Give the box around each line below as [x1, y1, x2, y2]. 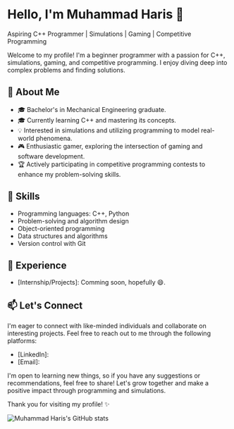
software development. [17, 151, 85, 161]
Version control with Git [17, 239, 86, 247]
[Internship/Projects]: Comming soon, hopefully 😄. [17, 278, 166, 287]
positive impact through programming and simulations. [7, 387, 166, 395]
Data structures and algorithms [17, 232, 108, 240]
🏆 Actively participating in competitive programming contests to [17, 160, 206, 168]
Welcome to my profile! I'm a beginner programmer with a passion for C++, [7, 51, 226, 59]
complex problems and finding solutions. [7, 66, 125, 74]
